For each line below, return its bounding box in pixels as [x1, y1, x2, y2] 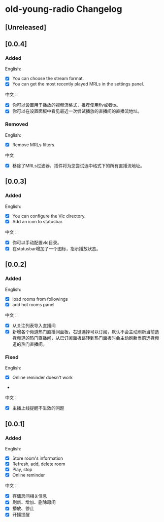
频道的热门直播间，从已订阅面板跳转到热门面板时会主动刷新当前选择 [16, 335, 155, 341]
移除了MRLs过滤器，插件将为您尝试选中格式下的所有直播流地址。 [12, 162, 145, 168]
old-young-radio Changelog [5, 3, 122, 15]
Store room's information [12, 455, 63, 461]
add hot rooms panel [12, 301, 55, 307]
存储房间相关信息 [12, 493, 47, 499]
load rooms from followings [12, 296, 68, 302]
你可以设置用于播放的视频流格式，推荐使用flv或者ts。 [12, 102, 121, 108]
